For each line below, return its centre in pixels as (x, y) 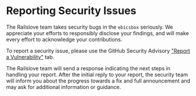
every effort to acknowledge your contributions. (64, 39)
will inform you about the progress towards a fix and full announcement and (98, 81)
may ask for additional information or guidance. (63, 87)
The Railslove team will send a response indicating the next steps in (88, 68)
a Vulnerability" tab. (30, 57)
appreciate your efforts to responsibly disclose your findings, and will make (97, 33)
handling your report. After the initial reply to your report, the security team (97, 74)
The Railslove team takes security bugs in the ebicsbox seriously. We (89, 27)
